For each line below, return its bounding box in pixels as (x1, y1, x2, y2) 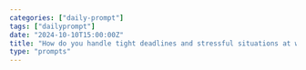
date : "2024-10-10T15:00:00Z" (9, 30, 125, 39)
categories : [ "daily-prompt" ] (9, 13, 125, 23)
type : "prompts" (9, 47, 71, 56)
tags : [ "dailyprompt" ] (9, 22, 96, 31)
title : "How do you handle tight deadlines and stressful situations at (9, 38, 291, 48)
